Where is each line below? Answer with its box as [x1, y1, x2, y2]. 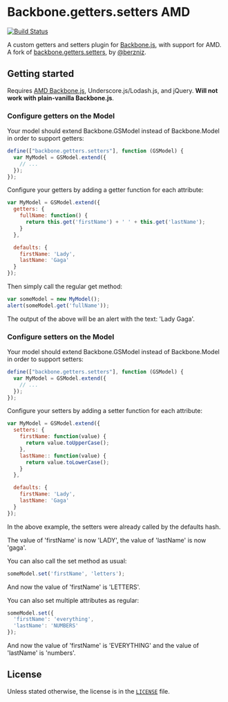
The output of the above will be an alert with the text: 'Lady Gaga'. [7, 315, 196, 323]
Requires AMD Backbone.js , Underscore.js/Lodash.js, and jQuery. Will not [7, 86, 218, 94]
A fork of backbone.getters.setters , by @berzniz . [7, 48, 146, 56]
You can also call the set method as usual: [7, 556, 127, 565]
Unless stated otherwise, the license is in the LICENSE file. [7, 687, 171, 695]
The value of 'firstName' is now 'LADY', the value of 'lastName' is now [7, 536, 207, 544]
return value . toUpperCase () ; [25, 439, 110, 447]
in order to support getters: [7, 134, 84, 143]
